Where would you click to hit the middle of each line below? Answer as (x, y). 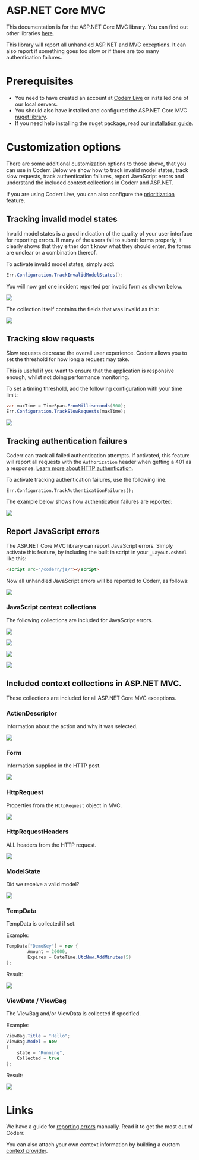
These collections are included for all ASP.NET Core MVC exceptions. (91, 698)
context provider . (27, 1151)
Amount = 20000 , (48, 952)
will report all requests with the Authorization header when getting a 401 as (99, 462)
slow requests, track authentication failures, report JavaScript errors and (95, 176)
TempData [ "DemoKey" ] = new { (42, 946)
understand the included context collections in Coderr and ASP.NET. (90, 183)
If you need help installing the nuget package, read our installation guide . (104, 123)
